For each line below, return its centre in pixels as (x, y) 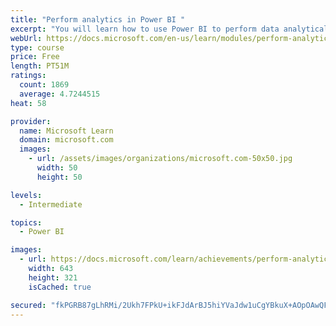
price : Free (35, 57)
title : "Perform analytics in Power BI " (98, 19)
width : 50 (57, 168)
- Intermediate (51, 204)
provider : (31, 121)
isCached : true (60, 287)
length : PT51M (40, 66)
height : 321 (53, 277)
